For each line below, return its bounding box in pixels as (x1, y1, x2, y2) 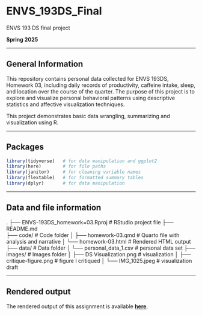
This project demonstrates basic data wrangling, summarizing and (6, 112, 170, 119)
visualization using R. (6, 119, 59, 126)
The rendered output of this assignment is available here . (6, 303, 148, 310)
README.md (6, 225, 38, 232)
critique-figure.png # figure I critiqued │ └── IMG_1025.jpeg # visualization (6, 257, 192, 264)
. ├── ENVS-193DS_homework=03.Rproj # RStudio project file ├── (6, 218, 174, 226)
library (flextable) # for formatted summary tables (6, 175, 144, 181)
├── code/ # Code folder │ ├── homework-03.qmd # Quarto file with (6, 231, 180, 239)
